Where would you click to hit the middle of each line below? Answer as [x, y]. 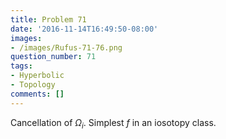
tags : [21, 66]
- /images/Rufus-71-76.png [66, 47]
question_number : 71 [53, 57]
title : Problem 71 [48, 19]
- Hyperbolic [37, 76]
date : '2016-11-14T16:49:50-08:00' [84, 29]
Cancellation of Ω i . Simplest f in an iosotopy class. [113, 123]
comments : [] [37, 94]
